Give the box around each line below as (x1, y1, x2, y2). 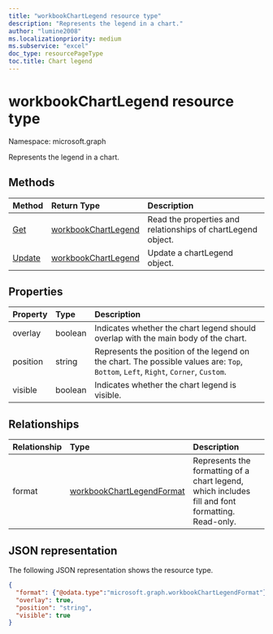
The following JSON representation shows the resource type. (8, 566, 214, 575)
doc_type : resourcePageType (8, 50, 104, 58)
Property (12, 309, 48, 320)
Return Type (51, 200, 100, 211)
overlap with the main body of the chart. (94, 332, 247, 344)
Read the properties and (147, 213, 240, 224)
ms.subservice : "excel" (8, 42, 89, 50)
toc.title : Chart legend (8, 58, 93, 66)
